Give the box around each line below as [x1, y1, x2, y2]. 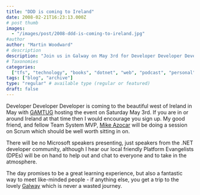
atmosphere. [6, 158, 37, 165]
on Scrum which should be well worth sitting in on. [6, 127, 130, 134]
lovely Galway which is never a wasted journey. [6, 182, 122, 189]
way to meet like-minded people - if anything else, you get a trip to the [6, 176, 179, 183]
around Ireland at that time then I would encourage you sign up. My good [6, 115, 185, 122]
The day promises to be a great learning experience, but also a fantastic [6, 169, 183, 177]
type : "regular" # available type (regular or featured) [6, 81, 151, 87]
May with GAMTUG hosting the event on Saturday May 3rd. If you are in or [6, 108, 189, 116]
